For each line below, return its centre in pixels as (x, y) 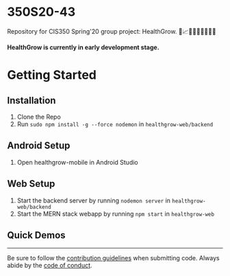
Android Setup (39, 146)
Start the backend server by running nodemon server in (94, 200)
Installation (31, 100)
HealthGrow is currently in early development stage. (83, 47)
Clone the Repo (39, 117)
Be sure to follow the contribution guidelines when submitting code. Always (114, 258)
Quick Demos (37, 235)
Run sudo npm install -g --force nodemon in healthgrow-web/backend (115, 124)
